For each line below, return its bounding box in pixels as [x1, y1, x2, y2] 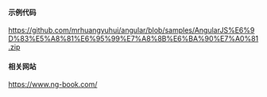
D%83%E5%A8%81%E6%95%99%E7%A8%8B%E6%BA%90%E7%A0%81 [8, 34, 259, 44]
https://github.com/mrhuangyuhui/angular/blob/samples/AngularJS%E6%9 [8, 25, 255, 35]
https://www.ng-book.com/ [8, 80, 98, 89]
